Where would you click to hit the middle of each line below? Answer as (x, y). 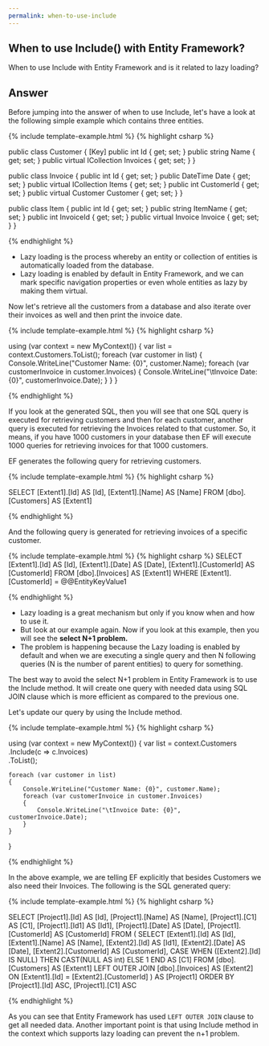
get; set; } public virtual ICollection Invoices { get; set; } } (102, 161)
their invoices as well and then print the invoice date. (96, 315)
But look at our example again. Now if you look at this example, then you (139, 630)
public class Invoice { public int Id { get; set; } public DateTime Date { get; (129, 176)
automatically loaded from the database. (87, 265)
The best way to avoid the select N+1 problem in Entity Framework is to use (133, 680)
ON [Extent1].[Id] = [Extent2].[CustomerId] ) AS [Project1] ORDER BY (122, 977)
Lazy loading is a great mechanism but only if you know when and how (137, 613)
